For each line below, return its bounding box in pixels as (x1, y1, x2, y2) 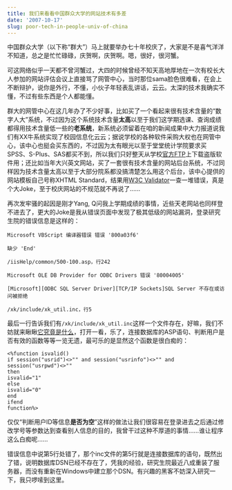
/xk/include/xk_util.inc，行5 (7, 306, 92, 314)
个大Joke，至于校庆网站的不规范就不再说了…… (7, 185, 141, 193)
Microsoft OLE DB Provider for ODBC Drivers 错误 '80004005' (7, 272, 185, 279)
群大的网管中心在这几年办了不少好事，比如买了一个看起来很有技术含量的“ (7, 107, 216, 115)
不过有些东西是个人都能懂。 (19, 92, 98, 100)
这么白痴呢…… (7, 435, 48, 444)
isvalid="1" (7, 374, 41, 381)
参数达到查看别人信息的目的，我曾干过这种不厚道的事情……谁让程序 (30, 426, 224, 435)
